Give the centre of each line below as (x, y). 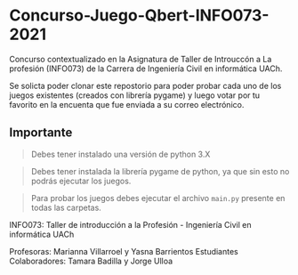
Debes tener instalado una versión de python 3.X (121, 154)
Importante (41, 133)
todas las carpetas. (66, 207)
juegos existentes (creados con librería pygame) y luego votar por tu (135, 95)
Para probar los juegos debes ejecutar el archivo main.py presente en (158, 198)
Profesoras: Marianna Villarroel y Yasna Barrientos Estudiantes (124, 251)
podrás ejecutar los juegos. (81, 181)
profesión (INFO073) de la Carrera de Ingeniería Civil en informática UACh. (146, 69)
